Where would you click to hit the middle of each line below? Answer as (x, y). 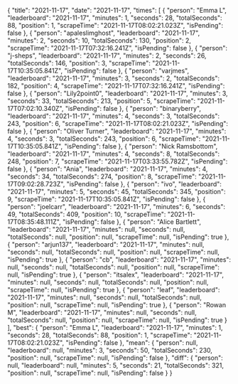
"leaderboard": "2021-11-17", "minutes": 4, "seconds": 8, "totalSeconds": (114, 154)
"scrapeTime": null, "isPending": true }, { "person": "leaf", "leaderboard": (114, 290)
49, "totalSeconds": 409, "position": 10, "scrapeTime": (87, 214)
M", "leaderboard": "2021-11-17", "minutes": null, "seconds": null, (102, 313)
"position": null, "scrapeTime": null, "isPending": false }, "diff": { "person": (115, 358)
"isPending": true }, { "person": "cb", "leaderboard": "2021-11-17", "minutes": (119, 260)
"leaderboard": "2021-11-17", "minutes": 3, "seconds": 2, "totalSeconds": (114, 78)
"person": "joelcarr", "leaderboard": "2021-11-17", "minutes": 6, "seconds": (117, 207)
